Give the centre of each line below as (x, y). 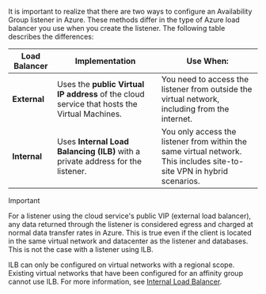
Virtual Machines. (89, 114)
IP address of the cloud (101, 94)
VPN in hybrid (202, 171)
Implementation (105, 61)
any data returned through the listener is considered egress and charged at (131, 224)
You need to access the (205, 79)
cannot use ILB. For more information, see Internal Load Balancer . (115, 281)
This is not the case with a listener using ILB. (81, 249)
